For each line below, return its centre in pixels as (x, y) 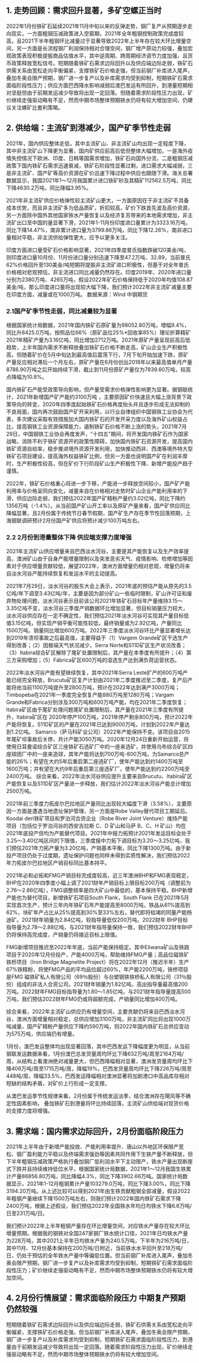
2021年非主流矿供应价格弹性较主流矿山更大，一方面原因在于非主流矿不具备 (98, 200)
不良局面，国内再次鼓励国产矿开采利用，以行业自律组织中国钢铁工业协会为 (97, 412)
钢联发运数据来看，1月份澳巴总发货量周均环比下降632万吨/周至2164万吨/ (95, 1054)
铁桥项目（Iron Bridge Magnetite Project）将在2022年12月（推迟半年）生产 (98, 962)
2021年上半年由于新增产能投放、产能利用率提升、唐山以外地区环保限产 (92, 1147)
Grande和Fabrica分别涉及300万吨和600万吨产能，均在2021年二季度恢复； (97, 702)
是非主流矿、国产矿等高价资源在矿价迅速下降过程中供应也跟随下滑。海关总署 (99, 173)
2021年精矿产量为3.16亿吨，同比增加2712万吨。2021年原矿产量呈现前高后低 (98, 340)
